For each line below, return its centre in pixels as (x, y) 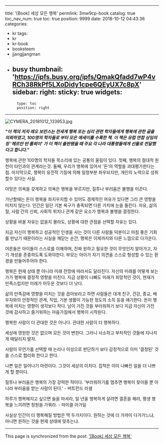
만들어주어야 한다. (31, 261)
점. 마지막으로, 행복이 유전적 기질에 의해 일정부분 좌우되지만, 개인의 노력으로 (77, 172)
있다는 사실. (25, 178)
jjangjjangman (26, 54)
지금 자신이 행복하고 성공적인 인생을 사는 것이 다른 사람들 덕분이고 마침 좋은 (77, 232)
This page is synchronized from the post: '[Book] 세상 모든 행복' (69, 436)
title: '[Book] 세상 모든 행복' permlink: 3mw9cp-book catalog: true (70, 13)
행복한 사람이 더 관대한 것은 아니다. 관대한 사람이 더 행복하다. (63, 322)
